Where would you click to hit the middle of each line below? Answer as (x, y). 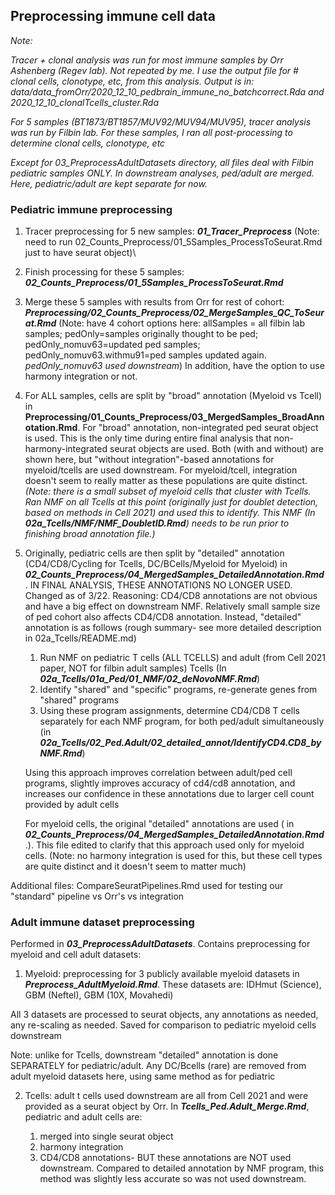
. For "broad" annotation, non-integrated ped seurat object (198, 428)
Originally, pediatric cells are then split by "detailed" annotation (154, 553)
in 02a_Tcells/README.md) (80, 638)
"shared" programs (79, 700)
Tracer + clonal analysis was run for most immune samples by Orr (147, 60)
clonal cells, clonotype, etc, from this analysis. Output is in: (132, 81)
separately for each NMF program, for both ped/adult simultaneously (182, 721)
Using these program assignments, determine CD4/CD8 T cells (169, 711)
